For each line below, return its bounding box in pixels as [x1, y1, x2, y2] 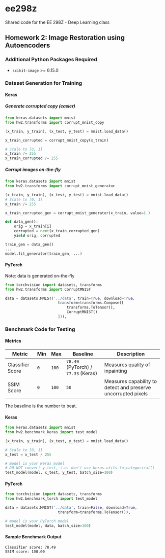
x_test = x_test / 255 [5, 452, 52, 457]
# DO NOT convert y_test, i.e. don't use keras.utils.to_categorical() [5, 465, 155, 471]
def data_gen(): [5, 219, 38, 224]
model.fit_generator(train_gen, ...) [5, 251, 82, 256]
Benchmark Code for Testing [5, 326, 75, 333]
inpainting [104, 368, 128, 375]
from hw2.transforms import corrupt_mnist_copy [5, 120, 105, 125]
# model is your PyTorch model [5, 519, 69, 523]
